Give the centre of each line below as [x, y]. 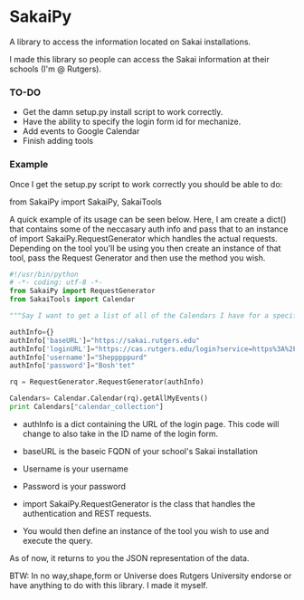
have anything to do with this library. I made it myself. [109, 585]
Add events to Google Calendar [81, 131]
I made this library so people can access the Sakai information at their [139, 59]
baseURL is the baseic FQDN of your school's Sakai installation [140, 451]
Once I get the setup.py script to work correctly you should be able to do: [146, 184]
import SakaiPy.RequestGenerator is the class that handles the [139, 503]
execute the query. [57, 540]
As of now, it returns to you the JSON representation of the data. [129, 557]
